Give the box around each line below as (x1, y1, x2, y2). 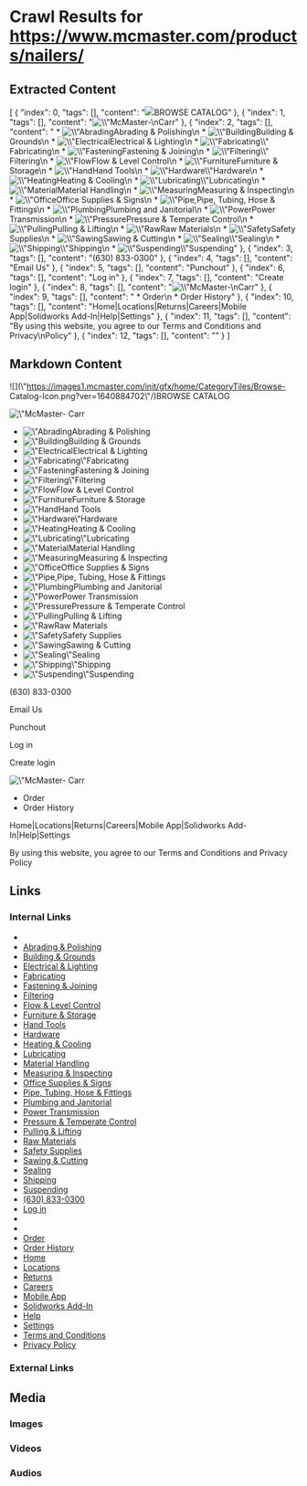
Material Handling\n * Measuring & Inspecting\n (57, 184, 295, 195)
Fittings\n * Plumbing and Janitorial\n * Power (9, 204, 276, 215)
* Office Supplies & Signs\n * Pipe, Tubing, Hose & (9, 195, 276, 205)
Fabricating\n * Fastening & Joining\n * (9, 146, 211, 156)
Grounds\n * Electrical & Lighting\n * (9, 136, 199, 147)
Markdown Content (9, 356, 122, 372)
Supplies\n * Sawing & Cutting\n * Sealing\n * (9, 233, 281, 244)
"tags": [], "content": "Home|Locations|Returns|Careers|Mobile (9, 301, 247, 311)
